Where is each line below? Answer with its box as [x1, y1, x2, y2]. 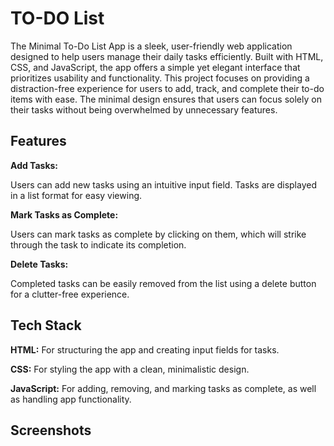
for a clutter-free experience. [10, 288, 130, 300]
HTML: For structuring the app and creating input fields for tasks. [10, 343, 280, 356]
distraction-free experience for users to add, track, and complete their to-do [10, 82, 325, 94]
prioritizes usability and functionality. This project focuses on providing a [10, 72, 310, 84]
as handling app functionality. [10, 393, 132, 405]
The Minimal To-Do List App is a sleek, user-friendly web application [10, 40, 293, 52]
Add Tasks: [10, 159, 59, 171]
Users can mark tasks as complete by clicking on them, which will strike [10, 228, 307, 240]
